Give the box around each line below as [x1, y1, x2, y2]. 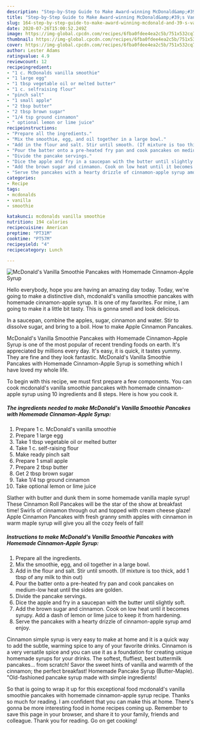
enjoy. [15, 624, 31, 632]
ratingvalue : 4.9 [7, 53, 50, 59]
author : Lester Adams [7, 48, 61, 54]
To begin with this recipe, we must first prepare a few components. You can [7, 378, 192, 385]
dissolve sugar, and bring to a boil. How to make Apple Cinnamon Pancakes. [7, 323, 193, 330]
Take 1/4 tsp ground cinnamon [15, 477, 90, 484]
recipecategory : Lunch [7, 247, 63, 253]
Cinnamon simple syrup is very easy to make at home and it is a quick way [7, 636, 189, 643]
